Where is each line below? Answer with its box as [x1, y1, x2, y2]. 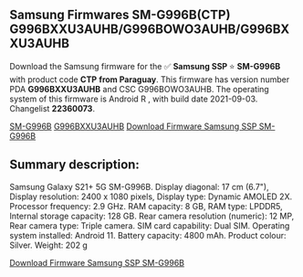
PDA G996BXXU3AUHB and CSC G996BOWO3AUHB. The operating [9, 83, 269, 94]
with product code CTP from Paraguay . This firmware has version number [9, 73, 290, 85]
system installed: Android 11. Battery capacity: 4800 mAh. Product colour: [9, 229, 287, 240]
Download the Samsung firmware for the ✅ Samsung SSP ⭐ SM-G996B [9, 60, 281, 71]
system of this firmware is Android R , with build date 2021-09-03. [9, 93, 258, 104]
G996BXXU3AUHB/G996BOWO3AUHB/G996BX [9, 22, 290, 37]
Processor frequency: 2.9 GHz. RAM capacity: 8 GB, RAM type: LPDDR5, [9, 200, 283, 211]
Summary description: [9, 157, 140, 173]
